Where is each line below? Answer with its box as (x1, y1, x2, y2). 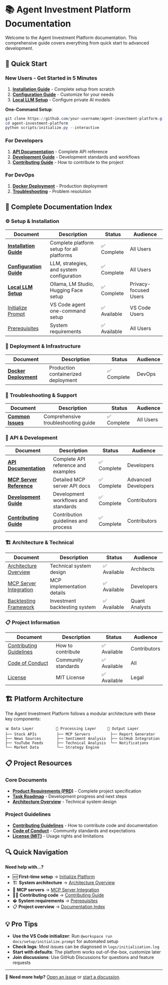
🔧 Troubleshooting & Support (5, 391, 77, 398)
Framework (7, 603, 34, 610)
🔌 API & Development (5, 434, 57, 441)
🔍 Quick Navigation (5, 848, 68, 856)
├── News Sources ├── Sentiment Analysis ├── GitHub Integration (5, 736, 160, 741)
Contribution (52, 511, 82, 518)
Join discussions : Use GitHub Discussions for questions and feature (12, 954, 154, 960)
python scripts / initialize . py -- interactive (5, 125, 99, 130)
